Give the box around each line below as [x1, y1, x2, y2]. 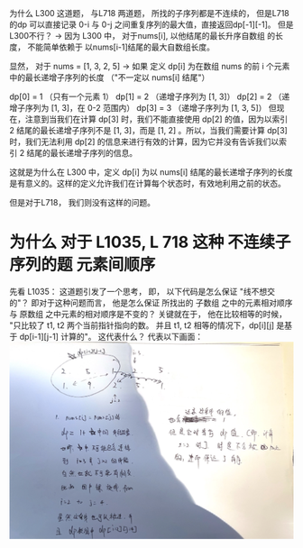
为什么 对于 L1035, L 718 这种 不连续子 [9, 233, 291, 252]
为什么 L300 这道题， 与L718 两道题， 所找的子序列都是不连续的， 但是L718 [9, 8, 290, 18]
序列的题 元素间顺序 [9, 255, 156, 275]
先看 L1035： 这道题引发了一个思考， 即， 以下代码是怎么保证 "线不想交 [9, 286, 275, 297]
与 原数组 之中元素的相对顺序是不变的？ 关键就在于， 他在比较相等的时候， [9, 308, 287, 319]
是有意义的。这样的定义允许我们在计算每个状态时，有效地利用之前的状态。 [9, 178, 286, 188]
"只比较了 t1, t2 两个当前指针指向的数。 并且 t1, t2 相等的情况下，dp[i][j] [9, 319, 275, 331]
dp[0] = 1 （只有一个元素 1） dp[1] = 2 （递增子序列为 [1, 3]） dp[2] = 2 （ [9, 91, 282, 102]
